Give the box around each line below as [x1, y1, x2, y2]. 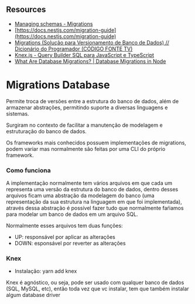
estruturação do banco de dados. [6, 127, 87, 134]
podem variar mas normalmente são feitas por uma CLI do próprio [6, 145, 166, 152]
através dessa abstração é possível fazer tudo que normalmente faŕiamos [6, 205, 184, 212]
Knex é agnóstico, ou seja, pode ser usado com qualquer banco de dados [6, 279, 184, 286]
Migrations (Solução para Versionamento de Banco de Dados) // [14, 39, 170, 46]
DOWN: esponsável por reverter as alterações [14, 240, 126, 247]
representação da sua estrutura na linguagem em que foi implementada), [6, 198, 183, 205]
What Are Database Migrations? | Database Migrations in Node [14, 58, 166, 65]
